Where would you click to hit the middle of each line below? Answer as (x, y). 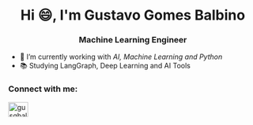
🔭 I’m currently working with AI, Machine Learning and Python (121, 57)
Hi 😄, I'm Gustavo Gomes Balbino (133, 15)
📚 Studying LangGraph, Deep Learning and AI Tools (105, 66)
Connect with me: (43, 89)
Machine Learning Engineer (133, 40)
